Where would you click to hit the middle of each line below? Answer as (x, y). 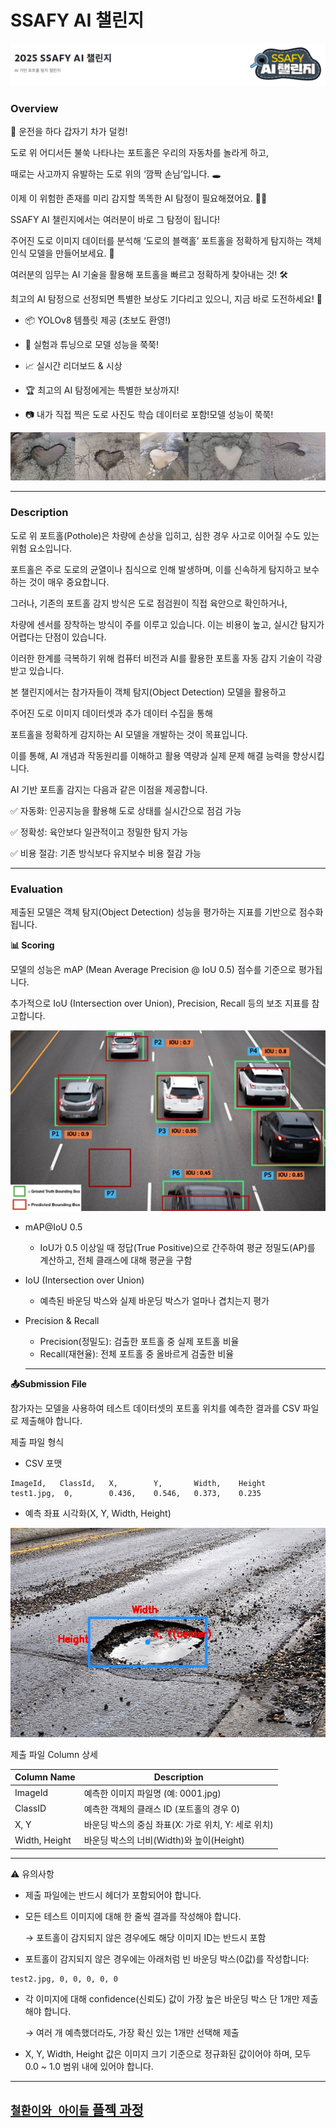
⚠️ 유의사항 (32, 1873)
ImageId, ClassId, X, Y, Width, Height (138, 1484)
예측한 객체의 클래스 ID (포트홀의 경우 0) (162, 1808)
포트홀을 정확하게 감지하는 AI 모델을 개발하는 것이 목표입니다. (129, 734)
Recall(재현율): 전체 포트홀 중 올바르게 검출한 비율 (137, 1354)
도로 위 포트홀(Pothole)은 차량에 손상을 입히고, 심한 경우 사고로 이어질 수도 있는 (165, 535)
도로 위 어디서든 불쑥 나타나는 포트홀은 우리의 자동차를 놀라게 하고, (139, 153)
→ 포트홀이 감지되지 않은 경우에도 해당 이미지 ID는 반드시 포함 (145, 1937)
